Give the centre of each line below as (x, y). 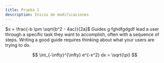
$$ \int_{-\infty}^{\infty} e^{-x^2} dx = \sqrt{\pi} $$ (85, 55)
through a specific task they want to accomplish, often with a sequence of (82, 34)
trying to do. (18, 45)
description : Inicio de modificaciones (47, 15)
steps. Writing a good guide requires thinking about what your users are (80, 40)
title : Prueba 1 (22, 10)
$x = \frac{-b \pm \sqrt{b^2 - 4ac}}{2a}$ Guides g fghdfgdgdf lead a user (82, 29)
